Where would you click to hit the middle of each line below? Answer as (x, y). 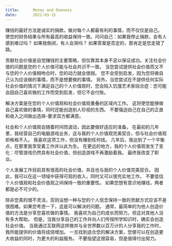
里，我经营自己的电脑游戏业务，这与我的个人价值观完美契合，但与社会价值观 (86, 133)
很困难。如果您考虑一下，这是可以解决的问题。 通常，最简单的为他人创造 (82, 206)
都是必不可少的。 (23, 189)
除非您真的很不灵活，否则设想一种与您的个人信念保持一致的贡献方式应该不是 (86, 200)
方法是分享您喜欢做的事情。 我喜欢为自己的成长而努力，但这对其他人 (87, 213)
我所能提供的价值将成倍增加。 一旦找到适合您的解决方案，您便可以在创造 (82, 232)
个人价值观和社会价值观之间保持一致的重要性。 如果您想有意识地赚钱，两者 (84, 182)
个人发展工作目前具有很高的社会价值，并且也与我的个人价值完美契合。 (79, 170)
